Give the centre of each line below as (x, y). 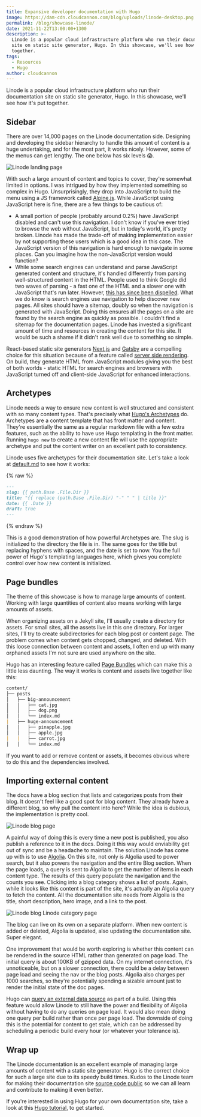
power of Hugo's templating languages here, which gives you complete (94, 557)
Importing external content (57, 780)
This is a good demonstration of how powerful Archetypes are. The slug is (98, 537)
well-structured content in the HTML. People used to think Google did (100, 280)
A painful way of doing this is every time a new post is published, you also (97, 838)
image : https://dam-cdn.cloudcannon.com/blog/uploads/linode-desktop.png (100, 17)
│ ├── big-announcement (38, 699)
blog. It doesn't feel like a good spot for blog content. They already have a (97, 802)
